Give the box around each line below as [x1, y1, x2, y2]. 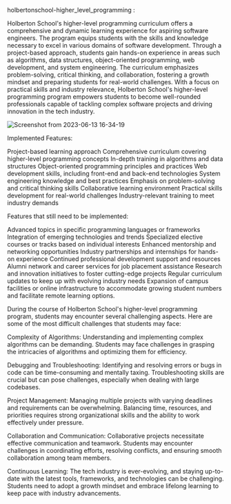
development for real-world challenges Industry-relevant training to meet [7, 191, 215, 200]
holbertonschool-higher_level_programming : [7, 6, 136, 14]
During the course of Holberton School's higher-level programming [7, 305, 198, 313]
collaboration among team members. [7, 454, 112, 462]
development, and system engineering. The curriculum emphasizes [7, 64, 199, 71]
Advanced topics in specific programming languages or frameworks [7, 226, 201, 233]
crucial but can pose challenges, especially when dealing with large [7, 376, 199, 384]
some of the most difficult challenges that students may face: [7, 320, 181, 327]
